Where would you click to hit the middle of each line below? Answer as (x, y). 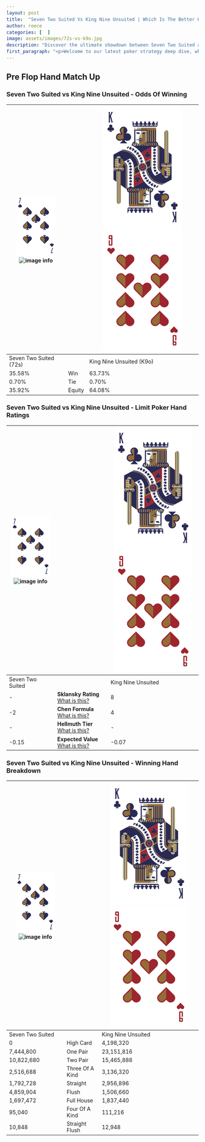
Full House (80, 1100)
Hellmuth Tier (75, 724)
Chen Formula (76, 709)
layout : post (23, 13)
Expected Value (78, 739)
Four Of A (79, 1109)
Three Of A (81, 1069)
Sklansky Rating (78, 694)
